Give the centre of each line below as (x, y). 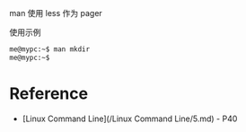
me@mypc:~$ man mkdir (50, 49)
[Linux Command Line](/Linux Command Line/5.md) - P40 (130, 119)
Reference (48, 93)
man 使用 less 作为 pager (56, 13)
